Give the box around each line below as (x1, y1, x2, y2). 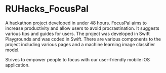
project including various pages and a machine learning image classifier (5, 41, 155, 47)
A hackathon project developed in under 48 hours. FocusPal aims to (5, 20, 147, 26)
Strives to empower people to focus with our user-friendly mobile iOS (5, 56, 150, 62)
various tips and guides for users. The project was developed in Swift (5, 30, 150, 36)
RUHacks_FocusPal (5, 3, 89, 15)
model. (5, 47, 20, 53)
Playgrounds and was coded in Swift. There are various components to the (5, 36, 161, 42)
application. (5, 62, 30, 68)
